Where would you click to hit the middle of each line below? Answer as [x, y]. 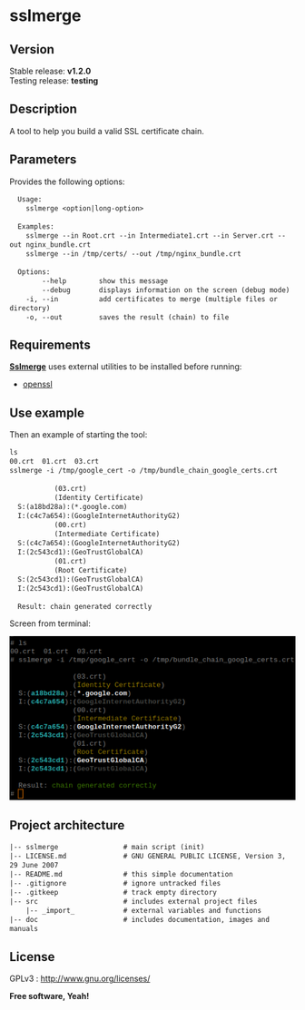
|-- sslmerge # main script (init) [107, 848]
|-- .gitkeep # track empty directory [113, 893]
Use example [47, 412]
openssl [37, 384]
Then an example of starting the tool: [79, 435]
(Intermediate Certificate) [107, 534]
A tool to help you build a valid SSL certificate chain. [107, 131]
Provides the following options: [67, 181]
